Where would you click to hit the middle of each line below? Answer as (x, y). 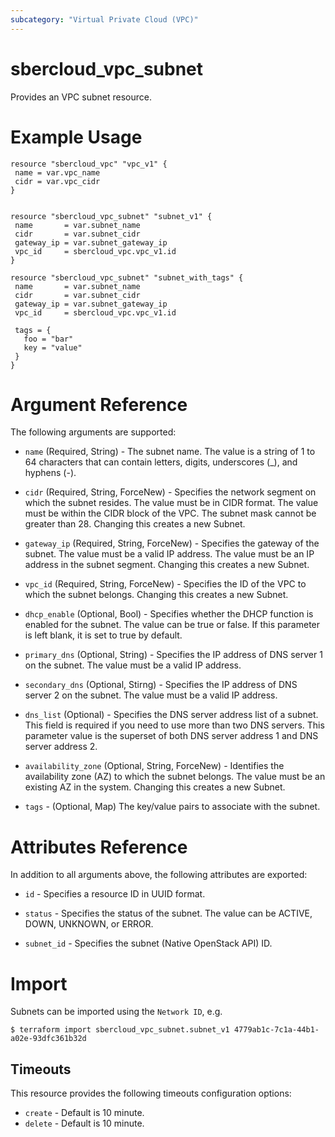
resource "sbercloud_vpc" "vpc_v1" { (89, 164)
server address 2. (61, 747)
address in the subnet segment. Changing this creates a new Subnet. (167, 565)
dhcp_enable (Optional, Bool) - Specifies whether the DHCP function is (169, 614)
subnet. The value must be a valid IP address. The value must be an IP (169, 554)
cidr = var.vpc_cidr (57, 181)
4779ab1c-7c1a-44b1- (276, 1030)
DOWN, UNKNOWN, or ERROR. (89, 924)
